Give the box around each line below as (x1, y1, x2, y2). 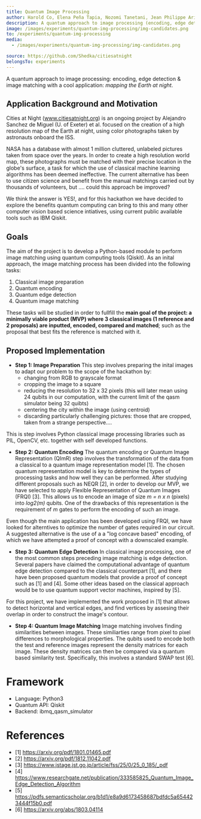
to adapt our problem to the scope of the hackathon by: (14, 368, 152, 375)
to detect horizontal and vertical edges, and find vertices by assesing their (6, 604, 190, 612)
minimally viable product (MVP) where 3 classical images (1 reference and (6, 315, 194, 323)
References (6, 729, 65, 742)
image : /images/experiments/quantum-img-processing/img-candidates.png (6, 25, 188, 32)
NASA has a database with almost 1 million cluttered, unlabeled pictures (6, 145, 183, 153)
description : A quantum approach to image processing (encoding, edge (6, 20, 186, 26)
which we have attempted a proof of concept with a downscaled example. (6, 537, 189, 544)
